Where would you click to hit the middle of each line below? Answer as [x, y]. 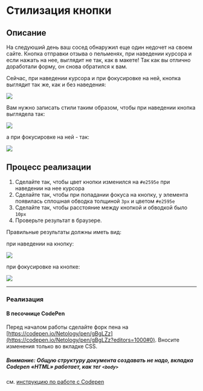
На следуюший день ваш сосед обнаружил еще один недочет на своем [99, 47]
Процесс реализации [49, 167]
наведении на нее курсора [50, 188]
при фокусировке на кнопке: [43, 267]
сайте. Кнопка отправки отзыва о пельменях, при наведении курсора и [99, 54]
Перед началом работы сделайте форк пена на [67, 327]
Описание [26, 33]
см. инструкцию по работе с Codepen [55, 381]
